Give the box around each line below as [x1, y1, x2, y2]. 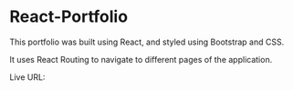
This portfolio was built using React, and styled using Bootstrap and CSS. [9, 36, 285, 47]
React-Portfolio [9, 6, 129, 27]
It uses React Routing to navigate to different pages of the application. [9, 54, 273, 65]
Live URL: [9, 71, 46, 83]
